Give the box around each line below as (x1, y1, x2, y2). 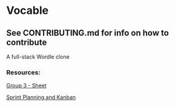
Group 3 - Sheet (6, 82, 47, 89)
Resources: (6, 68, 41, 76)
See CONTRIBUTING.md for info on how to (6, 28, 170, 38)
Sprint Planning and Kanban (6, 94, 76, 101)
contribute (6, 37, 47, 47)
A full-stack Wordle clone (6, 53, 70, 60)
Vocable (6, 4, 49, 18)
